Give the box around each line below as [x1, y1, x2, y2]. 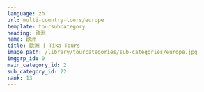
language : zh [7, 10, 45, 17]
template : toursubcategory [7, 23, 86, 30]
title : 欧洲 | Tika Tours [7, 42, 80, 49]
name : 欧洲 [7, 36, 37, 43]
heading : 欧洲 [7, 29, 47, 37]
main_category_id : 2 [7, 62, 68, 68]
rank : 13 [7, 74, 33, 82]
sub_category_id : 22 [7, 68, 68, 75]
